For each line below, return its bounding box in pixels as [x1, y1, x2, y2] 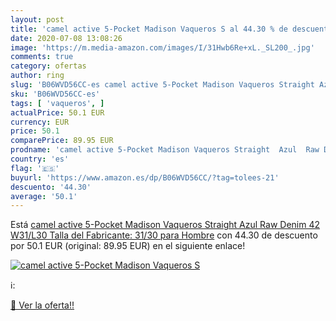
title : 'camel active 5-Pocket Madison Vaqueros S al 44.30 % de [10, 24, 288, 34]
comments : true [10, 52, 74, 62]
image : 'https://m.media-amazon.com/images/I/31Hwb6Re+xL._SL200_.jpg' [10, 42, 315, 53]
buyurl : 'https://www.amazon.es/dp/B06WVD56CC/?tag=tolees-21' [10, 172, 280, 183]
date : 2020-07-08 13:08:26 [10, 33, 123, 43]
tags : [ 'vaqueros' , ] [10, 98, 105, 108]
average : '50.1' [10, 191, 78, 201]
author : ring [10, 71, 65, 81]
